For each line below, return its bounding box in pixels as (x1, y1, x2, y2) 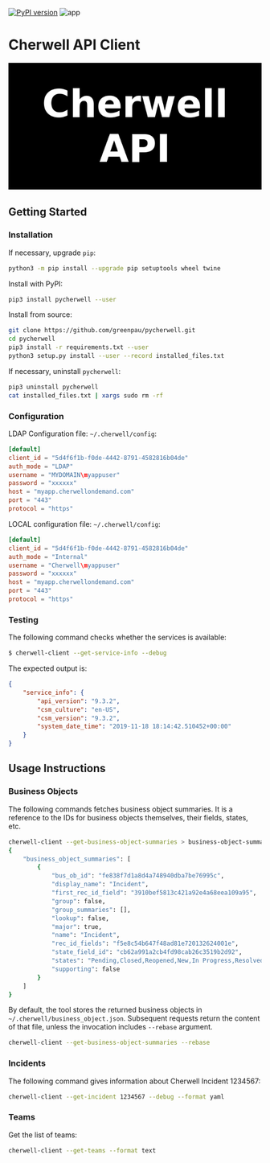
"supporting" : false (51, 965, 121, 973)
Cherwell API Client (8, 36, 141, 54)
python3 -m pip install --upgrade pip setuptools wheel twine (8, 264, 221, 273)
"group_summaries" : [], (51, 906, 131, 914)
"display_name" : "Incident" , (51, 881, 149, 889)
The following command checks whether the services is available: (8, 632, 227, 643)
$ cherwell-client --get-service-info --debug (8, 649, 167, 657)
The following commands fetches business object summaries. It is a (8, 804, 233, 814)
